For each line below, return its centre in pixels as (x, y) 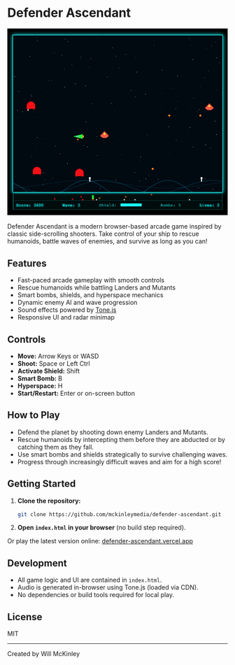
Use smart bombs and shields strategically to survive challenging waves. (122, 454)
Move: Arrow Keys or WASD (58, 356)
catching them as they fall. (56, 447)
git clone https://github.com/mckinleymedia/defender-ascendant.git (119, 514)
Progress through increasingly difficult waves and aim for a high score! (119, 462)
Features (27, 263)
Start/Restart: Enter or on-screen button (76, 393)
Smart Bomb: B (40, 378)
